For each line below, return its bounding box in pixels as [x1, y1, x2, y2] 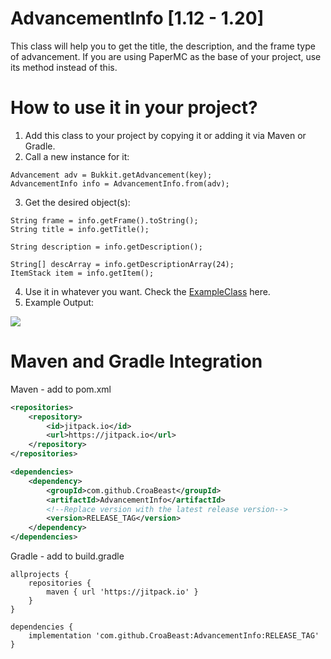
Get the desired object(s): [24, 196, 131, 208]
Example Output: [24, 296, 95, 308]
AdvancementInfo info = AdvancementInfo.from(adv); [10, 178, 230, 189]
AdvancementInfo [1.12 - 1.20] [10, 7, 265, 30]
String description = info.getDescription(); [10, 242, 203, 252]
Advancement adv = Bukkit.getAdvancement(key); [10, 170, 213, 180]
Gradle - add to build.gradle [10, 550, 125, 562]
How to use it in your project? [10, 97, 258, 119]
